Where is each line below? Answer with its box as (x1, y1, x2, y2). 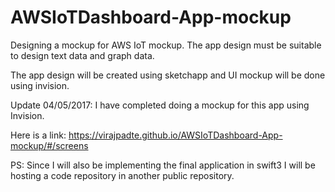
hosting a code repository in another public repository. (10, 169, 235, 181)
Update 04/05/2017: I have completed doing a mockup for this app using (10, 99, 310, 111)
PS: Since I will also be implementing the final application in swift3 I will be (10, 159, 316, 171)
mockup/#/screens (10, 139, 89, 151)
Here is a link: (10, 129, 67, 141)
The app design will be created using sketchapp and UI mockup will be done (10, 69, 326, 81)
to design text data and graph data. (10, 49, 155, 61)
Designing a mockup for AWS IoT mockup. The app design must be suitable (10, 39, 322, 51)
